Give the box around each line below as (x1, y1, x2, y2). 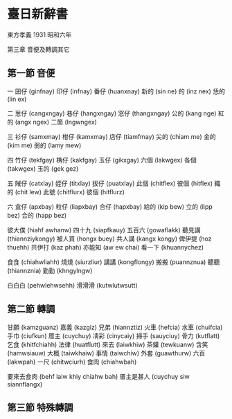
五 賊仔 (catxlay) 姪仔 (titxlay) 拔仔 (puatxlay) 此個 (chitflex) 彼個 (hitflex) (7, 179, 213, 187)
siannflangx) (7, 380, 43, 388)
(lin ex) (7, 95, 27, 103)
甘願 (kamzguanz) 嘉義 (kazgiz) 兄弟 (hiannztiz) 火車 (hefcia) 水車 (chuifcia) (7, 323, 223, 331)
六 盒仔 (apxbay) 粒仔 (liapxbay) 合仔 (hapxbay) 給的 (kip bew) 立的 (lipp (7, 202, 213, 211)
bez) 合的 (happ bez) (7, 211, 67, 219)
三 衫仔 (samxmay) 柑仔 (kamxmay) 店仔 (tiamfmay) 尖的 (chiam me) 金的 (7, 132, 216, 140)
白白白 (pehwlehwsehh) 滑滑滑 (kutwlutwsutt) (7, 281, 139, 289)
